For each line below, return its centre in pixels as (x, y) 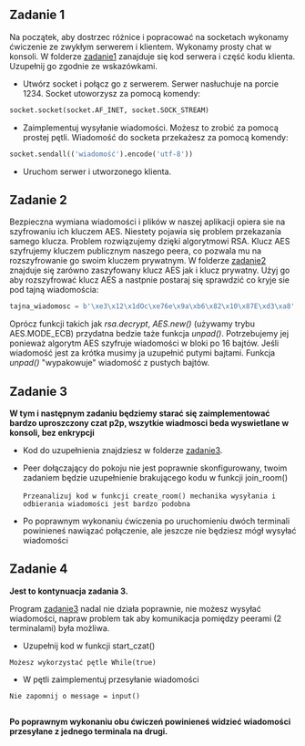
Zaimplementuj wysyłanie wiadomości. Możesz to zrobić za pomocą (151, 128)
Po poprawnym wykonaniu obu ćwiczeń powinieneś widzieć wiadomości (150, 722)
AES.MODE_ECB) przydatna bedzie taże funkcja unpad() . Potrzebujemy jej (149, 334)
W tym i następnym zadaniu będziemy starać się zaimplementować (140, 413)
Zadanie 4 (39, 569)
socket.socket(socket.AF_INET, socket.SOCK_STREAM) (109, 110)
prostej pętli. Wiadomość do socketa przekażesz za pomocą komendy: (155, 137)
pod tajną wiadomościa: (54, 290)
